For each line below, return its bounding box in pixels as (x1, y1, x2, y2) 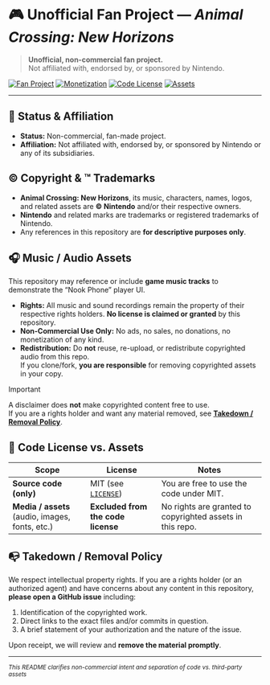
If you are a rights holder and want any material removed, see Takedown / (8, 408, 254, 418)
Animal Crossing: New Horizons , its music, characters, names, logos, (19, 193, 252, 203)
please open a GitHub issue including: (8, 592, 137, 601)
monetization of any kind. (19, 334, 104, 345)
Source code (12, 478, 63, 490)
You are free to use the (161, 478, 247, 490)
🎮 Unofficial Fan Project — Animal (8, 6, 243, 24)
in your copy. (19, 369, 63, 379)
